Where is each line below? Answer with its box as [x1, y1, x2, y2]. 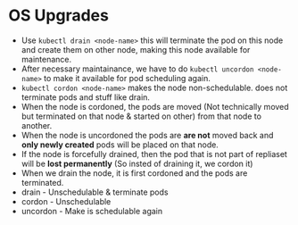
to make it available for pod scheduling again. [43, 72, 211, 83]
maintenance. [21, 54, 72, 64]
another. [21, 120, 53, 130]
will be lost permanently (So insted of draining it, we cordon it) [21, 158, 253, 169]
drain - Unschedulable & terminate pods [21, 187, 169, 197]
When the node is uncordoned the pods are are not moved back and [21, 129, 274, 140]
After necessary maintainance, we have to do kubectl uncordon [21, 63, 254, 74]
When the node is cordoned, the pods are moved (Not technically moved [21, 101, 289, 112]
